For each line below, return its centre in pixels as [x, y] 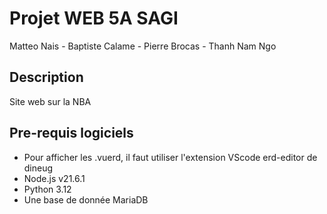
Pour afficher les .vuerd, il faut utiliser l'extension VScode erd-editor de [170, 157]
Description [46, 77]
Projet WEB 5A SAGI [94, 18]
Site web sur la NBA [50, 101]
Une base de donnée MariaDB [86, 199]
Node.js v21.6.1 [54, 178]
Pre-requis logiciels [71, 133]
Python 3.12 [47, 189]
